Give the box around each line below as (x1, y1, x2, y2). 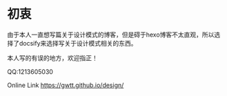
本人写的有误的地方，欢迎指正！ (7, 53, 98, 62)
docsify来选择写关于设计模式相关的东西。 (19, 39, 137, 47)
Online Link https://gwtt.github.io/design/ (7, 81, 124, 89)
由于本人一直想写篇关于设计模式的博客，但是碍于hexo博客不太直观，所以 (7, 30, 215, 39)
